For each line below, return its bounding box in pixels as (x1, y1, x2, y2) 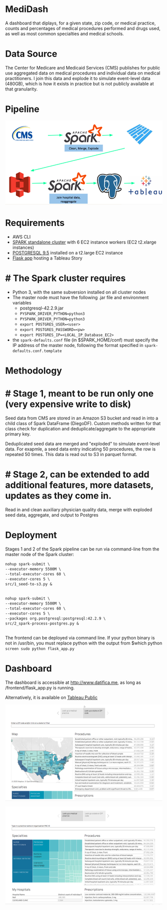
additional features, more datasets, (5, 479, 154, 491)
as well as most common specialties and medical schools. (5, 30, 124, 36)
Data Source (5, 48, 57, 59)
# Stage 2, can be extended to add (5, 469, 150, 480)
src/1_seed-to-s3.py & (5, 581, 52, 586)
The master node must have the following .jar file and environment (12, 294, 149, 300)
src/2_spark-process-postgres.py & (5, 621, 79, 626)
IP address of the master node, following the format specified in (12, 342, 144, 348)
